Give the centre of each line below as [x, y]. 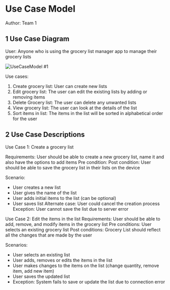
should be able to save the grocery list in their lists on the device [73, 167]
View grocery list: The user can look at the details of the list [75, 108]
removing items [29, 97]
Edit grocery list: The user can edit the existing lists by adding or [80, 92]
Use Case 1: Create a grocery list [40, 147]
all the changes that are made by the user [49, 235]
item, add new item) [33, 271]
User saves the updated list [41, 276]
